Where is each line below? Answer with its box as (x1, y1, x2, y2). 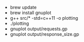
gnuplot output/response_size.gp (10, 31, 79, 37)
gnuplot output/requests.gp (10, 26, 68, 32)
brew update (10, 5, 37, 10)
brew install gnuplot (10, 10, 52, 16)
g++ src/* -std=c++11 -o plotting (10, 15, 78, 21)
